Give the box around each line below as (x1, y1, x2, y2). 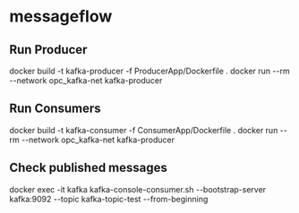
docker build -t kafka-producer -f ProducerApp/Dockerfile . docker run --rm (9, 65, 290, 76)
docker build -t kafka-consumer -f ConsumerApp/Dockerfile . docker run (9, 124, 278, 135)
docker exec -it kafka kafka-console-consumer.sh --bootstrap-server (9, 183, 267, 194)
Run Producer (9, 42, 88, 57)
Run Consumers (9, 101, 101, 116)
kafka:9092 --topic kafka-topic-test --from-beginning (9, 193, 209, 204)
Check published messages (9, 160, 168, 175)
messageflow (9, 6, 113, 27)
